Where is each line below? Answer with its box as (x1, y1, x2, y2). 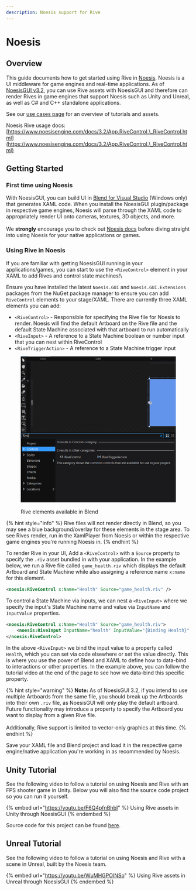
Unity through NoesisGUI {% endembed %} (6, 810, 111, 817)
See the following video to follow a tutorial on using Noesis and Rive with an (6, 780, 189, 787)
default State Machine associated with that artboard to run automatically (14, 325, 189, 333)
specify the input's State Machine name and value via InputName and (6, 603, 171, 610)
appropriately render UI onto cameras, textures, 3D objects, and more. (6, 213, 176, 220)
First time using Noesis (6, 181, 73, 189)
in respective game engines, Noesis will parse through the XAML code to (6, 207, 182, 214)
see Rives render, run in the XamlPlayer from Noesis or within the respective (6, 532, 190, 539)
